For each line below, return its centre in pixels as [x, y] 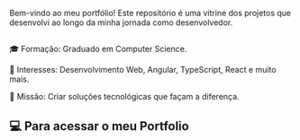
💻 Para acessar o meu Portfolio [99, 126]
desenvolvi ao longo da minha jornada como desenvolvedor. [121, 22]
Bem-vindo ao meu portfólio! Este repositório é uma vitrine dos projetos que [150, 13]
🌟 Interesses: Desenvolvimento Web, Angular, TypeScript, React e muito [143, 70]
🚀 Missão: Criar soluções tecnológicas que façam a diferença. [125, 97]
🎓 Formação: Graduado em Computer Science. [98, 49]
